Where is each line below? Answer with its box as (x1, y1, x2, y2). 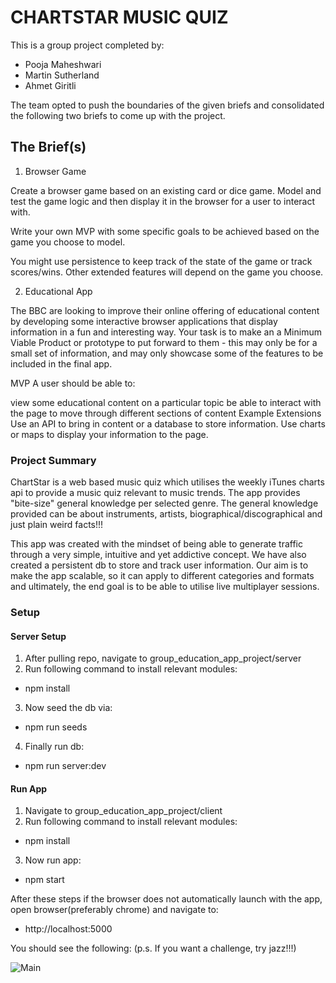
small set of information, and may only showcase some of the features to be (10, 347, 324, 359)
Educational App (24, 285, 93, 297)
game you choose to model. (10, 236, 126, 248)
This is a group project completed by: (10, 39, 165, 51)
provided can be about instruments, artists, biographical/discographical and (10, 508, 323, 520)
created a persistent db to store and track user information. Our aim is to (10, 559, 309, 571)
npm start (24, 874, 65, 886)
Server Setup (10, 630, 67, 642)
